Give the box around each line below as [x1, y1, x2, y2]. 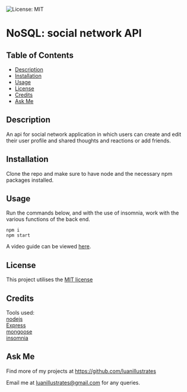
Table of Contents [6, 50, 74, 60]
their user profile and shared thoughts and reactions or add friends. [6, 137, 171, 144]
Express [6, 322, 26, 329]
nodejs [6, 316, 23, 323]
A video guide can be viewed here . [6, 243, 91, 250]
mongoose [6, 328, 33, 335]
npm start [6, 232, 31, 238]
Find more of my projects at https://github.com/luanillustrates [6, 367, 156, 375]
